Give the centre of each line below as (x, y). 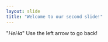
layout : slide (23, 11)
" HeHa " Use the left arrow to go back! (52, 33)
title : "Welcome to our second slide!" (55, 17)
